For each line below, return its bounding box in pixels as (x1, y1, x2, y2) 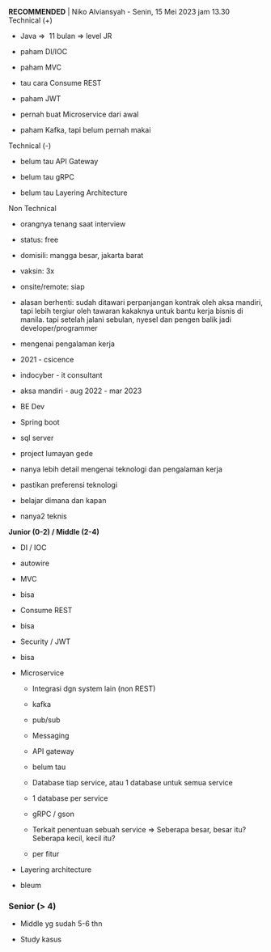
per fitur (32, 849, 60, 858)
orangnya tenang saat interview (19, 219, 126, 229)
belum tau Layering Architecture (19, 188, 128, 197)
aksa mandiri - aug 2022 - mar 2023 (19, 386, 142, 396)
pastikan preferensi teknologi (19, 480, 118, 489)
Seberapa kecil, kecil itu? (32, 833, 116, 843)
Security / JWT (19, 637, 71, 646)
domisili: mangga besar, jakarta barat (19, 251, 144, 260)
